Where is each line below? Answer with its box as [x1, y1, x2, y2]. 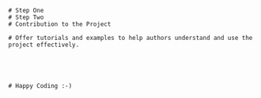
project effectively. [8, 41, 80, 49]
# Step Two [8, 13, 44, 21]
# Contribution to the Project [8, 20, 112, 28]
